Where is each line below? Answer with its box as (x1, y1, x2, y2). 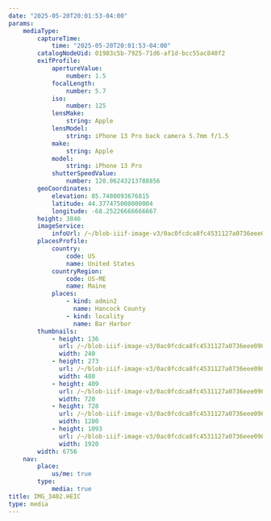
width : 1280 (59, 418, 99, 426)
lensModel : (51, 124, 89, 132)
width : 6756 (37, 447, 78, 456)
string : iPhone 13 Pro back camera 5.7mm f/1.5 (65, 132, 229, 140)
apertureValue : (51, 65, 103, 73)
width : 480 (59, 372, 95, 380)
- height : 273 (51, 357, 99, 366)
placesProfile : (37, 237, 89, 246)
